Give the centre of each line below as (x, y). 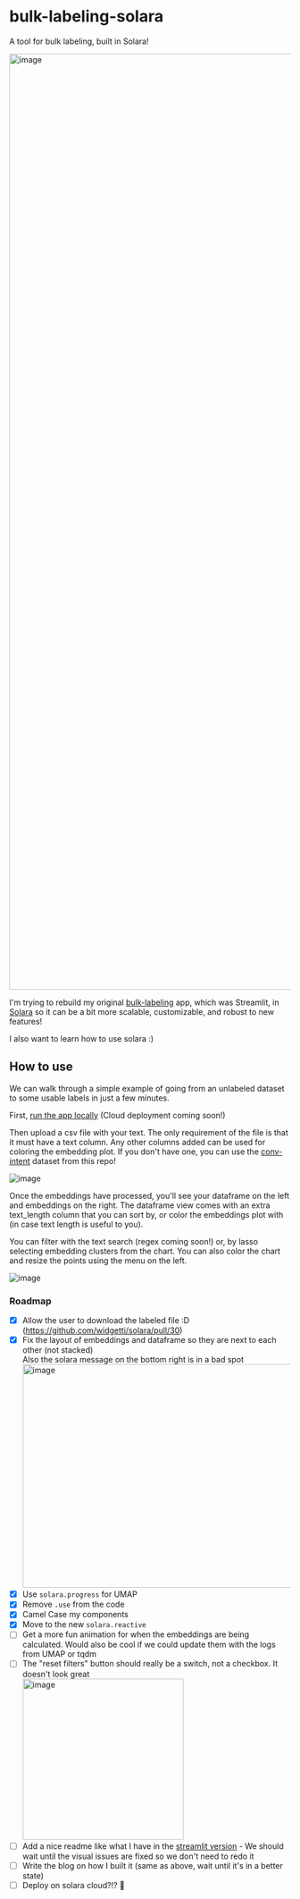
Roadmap (30, 1301)
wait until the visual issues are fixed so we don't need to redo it (138, 1856)
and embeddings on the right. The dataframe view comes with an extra (140, 1205)
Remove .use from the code (73, 1604)
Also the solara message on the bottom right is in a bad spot (133, 1360)
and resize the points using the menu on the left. (98, 1260)
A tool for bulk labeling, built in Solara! (79, 41)
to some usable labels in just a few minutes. (89, 1098)
